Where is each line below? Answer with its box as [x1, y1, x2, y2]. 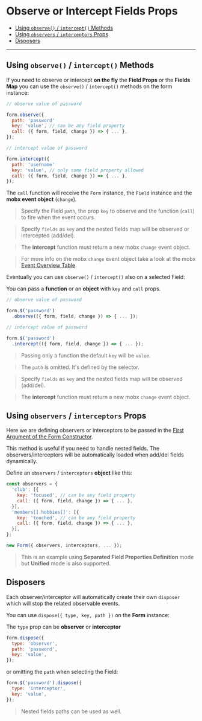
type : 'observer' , [11, 640, 58, 647]
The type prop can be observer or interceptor [6, 623, 121, 630]
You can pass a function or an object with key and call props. [6, 285, 161, 292]
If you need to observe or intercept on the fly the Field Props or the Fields [6, 76, 191, 83]
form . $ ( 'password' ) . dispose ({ [6, 680, 82, 686]
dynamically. [6, 458, 38, 465]
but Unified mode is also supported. [20, 560, 111, 567]
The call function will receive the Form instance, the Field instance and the [6, 189, 192, 197]
